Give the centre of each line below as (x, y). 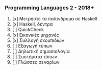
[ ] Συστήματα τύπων (34, 57)
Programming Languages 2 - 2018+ (49, 8)
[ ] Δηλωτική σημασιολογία (41, 51)
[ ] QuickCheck (28, 30)
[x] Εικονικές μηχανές (35, 35)
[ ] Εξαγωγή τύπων (32, 46)
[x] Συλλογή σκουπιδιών (38, 40)
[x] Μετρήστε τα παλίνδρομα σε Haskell (55, 19)
